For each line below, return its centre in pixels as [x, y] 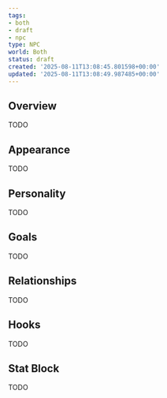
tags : [17, 15]
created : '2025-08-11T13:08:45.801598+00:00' [84, 67]
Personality [37, 193]
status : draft [32, 60]
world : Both [28, 52]
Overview [33, 106]
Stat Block [34, 368]
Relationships [43, 281]
